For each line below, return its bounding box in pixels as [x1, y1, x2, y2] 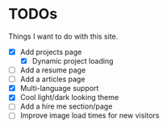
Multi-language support [19, 84, 99, 93]
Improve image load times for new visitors [19, 110, 160, 121]
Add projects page [19, 47, 82, 56]
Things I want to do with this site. [8, 31, 119, 41]
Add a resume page [19, 65, 86, 75]
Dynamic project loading [31, 56, 114, 65]
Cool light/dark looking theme [19, 93, 119, 102]
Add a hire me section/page [19, 101, 113, 111]
